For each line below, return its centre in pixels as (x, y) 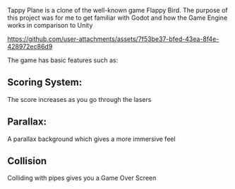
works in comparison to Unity (50, 25)
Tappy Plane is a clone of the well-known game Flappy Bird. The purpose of (117, 10)
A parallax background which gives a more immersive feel (91, 139)
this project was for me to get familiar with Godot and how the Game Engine (117, 18)
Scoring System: (45, 82)
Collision (27, 161)
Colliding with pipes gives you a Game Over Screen (82, 178)
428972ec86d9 (30, 46)
